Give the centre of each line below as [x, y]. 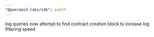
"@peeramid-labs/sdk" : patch [36, 10]
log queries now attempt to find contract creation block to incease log [77, 24]
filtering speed [20, 29]
